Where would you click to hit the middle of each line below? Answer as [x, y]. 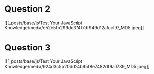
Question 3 [28, 48]
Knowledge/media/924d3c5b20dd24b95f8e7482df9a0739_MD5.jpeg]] [77, 66]
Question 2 [28, 9]
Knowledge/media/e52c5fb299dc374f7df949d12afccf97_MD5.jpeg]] [74, 27]
